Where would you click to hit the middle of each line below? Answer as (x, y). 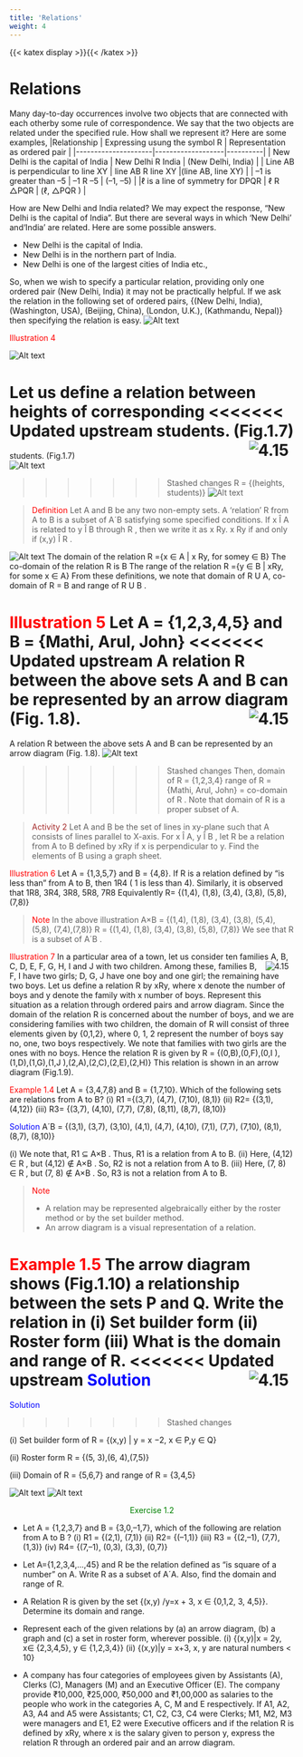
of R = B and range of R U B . (93, 586)
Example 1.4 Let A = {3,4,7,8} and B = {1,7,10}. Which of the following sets (146, 1090)
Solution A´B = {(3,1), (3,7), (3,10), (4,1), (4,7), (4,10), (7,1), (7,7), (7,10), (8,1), (146, 1127)
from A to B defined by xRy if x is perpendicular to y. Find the (145, 846)
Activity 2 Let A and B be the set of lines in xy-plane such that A (150, 827)
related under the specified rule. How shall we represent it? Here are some (148, 133)
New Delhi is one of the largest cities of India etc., (115, 265)
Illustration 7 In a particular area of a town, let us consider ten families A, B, (149, 956)
